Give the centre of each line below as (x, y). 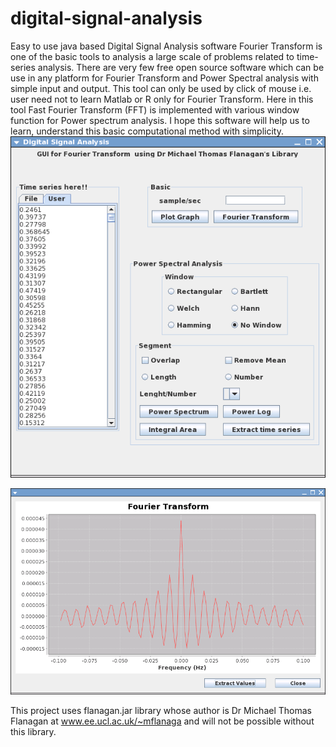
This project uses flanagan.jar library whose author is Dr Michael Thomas (161, 710)
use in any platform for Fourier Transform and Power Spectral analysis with (164, 78)
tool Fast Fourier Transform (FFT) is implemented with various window (155, 109)
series (23, 67)
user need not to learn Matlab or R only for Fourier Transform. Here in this (162, 99)
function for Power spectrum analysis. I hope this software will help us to (160, 120)
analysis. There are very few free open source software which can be (181, 67)
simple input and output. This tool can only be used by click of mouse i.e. (161, 88)
